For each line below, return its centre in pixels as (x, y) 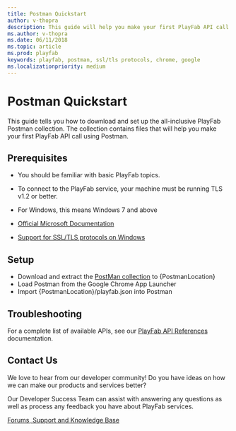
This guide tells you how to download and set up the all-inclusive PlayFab (114, 121)
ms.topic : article (34, 47)
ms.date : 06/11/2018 (38, 40)
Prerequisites (37, 158)
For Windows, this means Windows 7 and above (87, 210)
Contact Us (33, 361)
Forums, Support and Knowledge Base (64, 420)
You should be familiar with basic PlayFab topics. (89, 175)
